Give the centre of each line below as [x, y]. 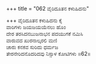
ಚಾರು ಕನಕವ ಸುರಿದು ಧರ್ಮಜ [32, 47]
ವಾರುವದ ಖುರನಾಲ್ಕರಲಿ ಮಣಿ [32, 40]
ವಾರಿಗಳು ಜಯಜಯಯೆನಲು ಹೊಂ [36, 27]
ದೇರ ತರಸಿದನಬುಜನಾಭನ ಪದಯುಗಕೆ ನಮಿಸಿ [45, 34]
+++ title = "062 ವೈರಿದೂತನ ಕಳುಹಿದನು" [48, 9]
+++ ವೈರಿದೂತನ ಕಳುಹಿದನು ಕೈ [34, 20]
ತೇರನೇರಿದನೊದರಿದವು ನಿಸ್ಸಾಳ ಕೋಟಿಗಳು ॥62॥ [49, 54]
